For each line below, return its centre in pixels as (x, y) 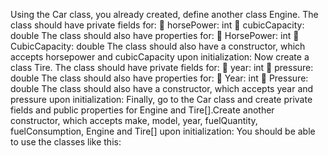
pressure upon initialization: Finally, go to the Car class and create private (161, 99)
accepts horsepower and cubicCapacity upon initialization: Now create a (160, 57)
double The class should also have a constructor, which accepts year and (162, 88)
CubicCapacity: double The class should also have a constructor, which (158, 46)
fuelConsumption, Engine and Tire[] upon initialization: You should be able (163, 131)
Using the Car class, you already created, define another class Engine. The (164, 14)
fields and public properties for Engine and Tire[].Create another (142, 110)
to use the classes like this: (66, 142)
